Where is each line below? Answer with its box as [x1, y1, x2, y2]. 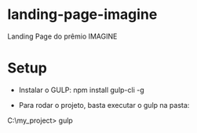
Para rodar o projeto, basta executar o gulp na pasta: [18, 100, 190, 109]
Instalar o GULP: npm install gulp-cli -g [18, 85, 144, 94]
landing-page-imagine [7, 6, 158, 24]
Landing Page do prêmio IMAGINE [7, 31, 118, 41]
